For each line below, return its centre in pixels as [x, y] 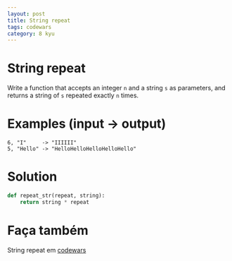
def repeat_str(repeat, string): [56, 196]
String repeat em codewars [47, 250]
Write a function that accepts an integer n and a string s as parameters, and [117, 88]
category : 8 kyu [31, 34]
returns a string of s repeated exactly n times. [73, 95]
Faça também [48, 231]
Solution [32, 177]
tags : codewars [30, 27]
